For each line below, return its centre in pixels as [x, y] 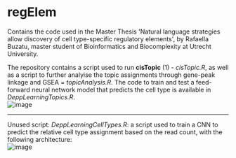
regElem [32, 12]
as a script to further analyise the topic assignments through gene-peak [111, 75]
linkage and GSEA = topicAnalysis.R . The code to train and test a [101, 82]
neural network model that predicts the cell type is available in [121, 89]
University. [23, 54]
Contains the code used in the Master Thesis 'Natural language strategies [114, 31]
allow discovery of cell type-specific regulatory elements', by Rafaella [108, 38]
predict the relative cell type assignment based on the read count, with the [115, 132]
